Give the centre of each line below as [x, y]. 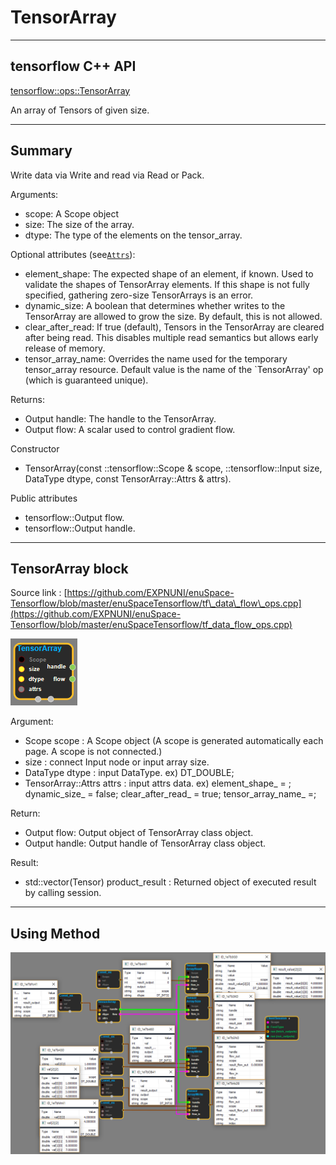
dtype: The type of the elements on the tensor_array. [133, 235]
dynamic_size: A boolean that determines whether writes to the [155, 305]
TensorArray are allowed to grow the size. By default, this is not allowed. [173, 316]
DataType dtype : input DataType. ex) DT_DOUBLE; [129, 773]
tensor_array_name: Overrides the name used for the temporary [156, 358]
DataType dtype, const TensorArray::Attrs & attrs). [128, 478]
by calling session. [63, 893]
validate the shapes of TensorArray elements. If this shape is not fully [167, 284]
